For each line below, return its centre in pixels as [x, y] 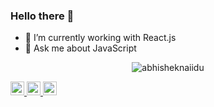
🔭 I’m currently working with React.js [100, 38]
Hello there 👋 [42, 16]
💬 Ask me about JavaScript [80, 48]
